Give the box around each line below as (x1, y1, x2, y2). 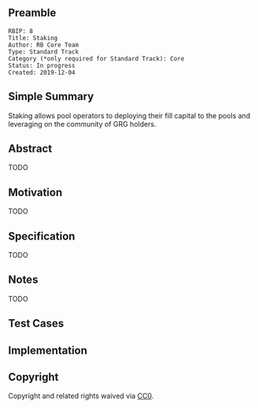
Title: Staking (8, 34, 58, 42)
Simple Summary (8, 90, 94, 103)
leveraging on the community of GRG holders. (8, 119, 157, 128)
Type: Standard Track (8, 47, 79, 56)
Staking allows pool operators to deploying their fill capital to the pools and (8, 110, 251, 121)
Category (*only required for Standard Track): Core (8, 54, 185, 62)
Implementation (8, 343, 88, 357)
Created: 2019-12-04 (8, 69, 76, 76)
